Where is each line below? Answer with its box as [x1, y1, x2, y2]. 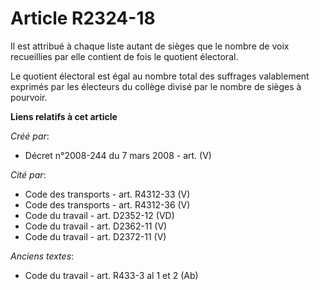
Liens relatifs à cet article [10, 110, 118, 122]
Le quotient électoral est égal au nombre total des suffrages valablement [10, 70, 310, 82]
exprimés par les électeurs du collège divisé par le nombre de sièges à [10, 80, 302, 92]
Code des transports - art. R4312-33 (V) [24, 188, 191, 200]
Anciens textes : [10, 250, 75, 262]
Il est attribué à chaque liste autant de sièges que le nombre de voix [10, 40, 290, 52]
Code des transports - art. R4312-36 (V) [24, 198, 191, 211]
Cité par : [10, 168, 47, 181]
